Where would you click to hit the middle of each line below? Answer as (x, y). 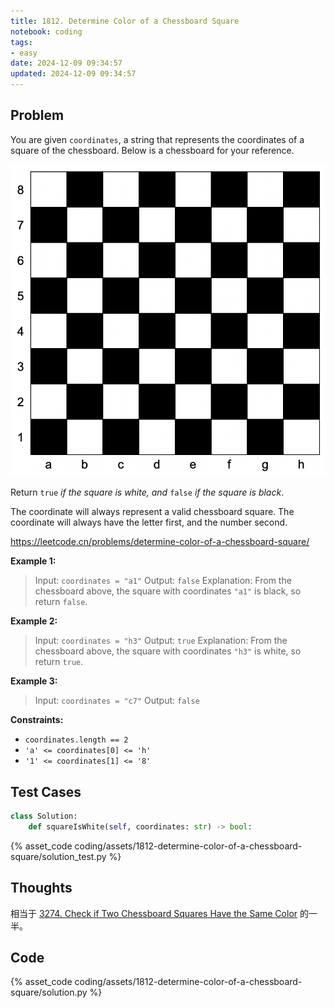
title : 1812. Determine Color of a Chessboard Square (125, 21)
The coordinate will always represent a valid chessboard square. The (152, 512)
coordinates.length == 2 (76, 740)
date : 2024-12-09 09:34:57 (66, 63)
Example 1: (33, 561)
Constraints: (37, 720)
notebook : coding (46, 31)
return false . (61, 602)
